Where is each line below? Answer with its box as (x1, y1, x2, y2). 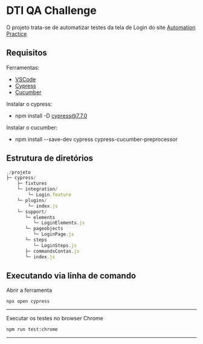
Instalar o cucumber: (6, 124, 58, 131)
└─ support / (17, 209, 47, 215)
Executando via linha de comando (6, 271, 137, 281)
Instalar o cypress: (6, 100, 53, 107)
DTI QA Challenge (6, 4, 97, 18)
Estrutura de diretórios (6, 153, 94, 164)
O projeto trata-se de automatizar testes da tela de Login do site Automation (6, 24, 196, 31)
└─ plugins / (17, 197, 47, 203)
